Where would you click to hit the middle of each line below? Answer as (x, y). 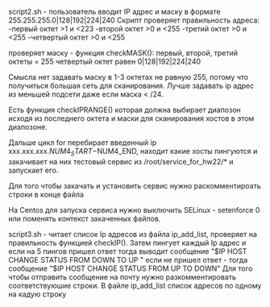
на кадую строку (37, 294)
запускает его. (33, 170)
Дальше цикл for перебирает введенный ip (83, 143)
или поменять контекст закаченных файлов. (85, 218)
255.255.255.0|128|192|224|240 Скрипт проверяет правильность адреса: (134, 20)
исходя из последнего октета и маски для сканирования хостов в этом (131, 118)
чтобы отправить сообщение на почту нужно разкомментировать (122, 276)
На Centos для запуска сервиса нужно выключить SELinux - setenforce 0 (134, 210)
